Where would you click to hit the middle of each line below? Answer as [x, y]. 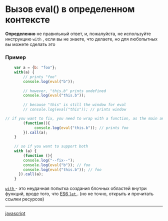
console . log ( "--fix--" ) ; [49, 160]
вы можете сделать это [30, 44]
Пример [16, 57]
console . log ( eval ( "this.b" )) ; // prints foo [81, 128]
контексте [27, 20]
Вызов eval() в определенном [70, 9]
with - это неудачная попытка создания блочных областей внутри [76, 188]
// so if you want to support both [51, 146]
